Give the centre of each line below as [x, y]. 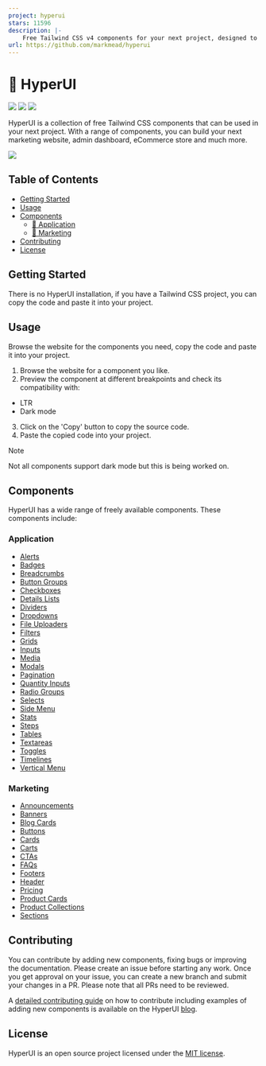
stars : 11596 [30, 23]
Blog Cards [38, 822]
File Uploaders [44, 624]
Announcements [46, 805]
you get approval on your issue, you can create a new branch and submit [128, 976]
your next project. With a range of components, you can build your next [125, 131]
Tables [31, 733]
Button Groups [43, 582]
